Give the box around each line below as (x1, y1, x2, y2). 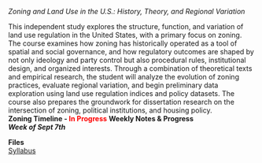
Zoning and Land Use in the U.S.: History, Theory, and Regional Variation (8, 7, 245, 16)
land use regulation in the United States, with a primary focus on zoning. (8, 31, 242, 39)
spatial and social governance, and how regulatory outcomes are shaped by (8, 47, 254, 56)
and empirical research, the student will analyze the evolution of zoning (8, 72, 240, 81)
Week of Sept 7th (8, 122, 66, 132)
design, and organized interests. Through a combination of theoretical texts (8, 64, 253, 73)
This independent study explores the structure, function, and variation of (8, 22, 244, 31)
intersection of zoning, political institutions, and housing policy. (8, 106, 212, 115)
